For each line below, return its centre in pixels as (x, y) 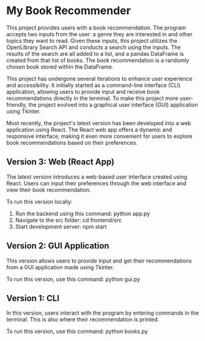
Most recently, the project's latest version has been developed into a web (99, 123)
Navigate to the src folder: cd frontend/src (69, 220)
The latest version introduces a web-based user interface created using (97, 177)
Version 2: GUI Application (58, 246)
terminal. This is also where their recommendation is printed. (83, 320)
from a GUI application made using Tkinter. (60, 267)
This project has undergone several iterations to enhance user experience (99, 79)
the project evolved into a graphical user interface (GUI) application (113, 104)
